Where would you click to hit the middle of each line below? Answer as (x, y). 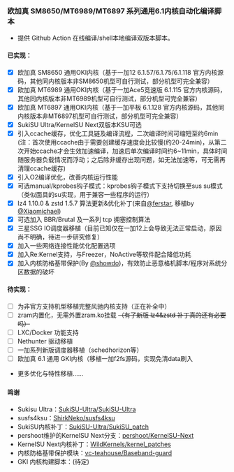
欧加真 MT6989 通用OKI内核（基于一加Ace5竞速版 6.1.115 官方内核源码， (122, 89)
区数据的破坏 (36, 272)
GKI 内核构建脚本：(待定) (53, 462)
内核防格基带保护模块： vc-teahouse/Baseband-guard (95, 452)
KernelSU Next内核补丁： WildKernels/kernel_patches (94, 444)
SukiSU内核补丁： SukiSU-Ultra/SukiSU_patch (83, 427)
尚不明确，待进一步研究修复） (60, 237)
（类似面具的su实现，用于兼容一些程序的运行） (85, 194)
